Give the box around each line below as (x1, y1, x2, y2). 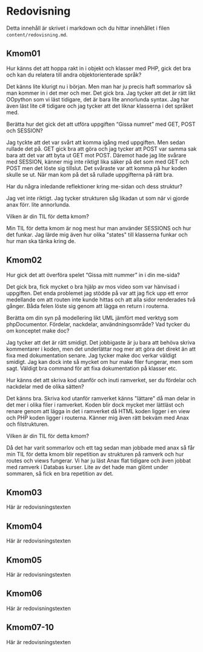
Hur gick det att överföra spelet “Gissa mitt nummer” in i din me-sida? (6, 271, 180, 278)
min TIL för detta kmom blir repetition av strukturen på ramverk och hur (6, 450, 184, 458)
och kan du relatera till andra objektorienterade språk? (6, 71, 142, 78)
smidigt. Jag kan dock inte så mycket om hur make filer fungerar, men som (6, 358, 193, 365)
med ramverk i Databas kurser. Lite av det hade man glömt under (6, 463, 168, 470)
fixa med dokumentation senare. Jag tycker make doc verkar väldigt (6, 351, 177, 359)
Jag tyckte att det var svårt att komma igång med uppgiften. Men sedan (6, 139, 186, 146)
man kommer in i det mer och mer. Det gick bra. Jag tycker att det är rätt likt (6, 89, 196, 97)
